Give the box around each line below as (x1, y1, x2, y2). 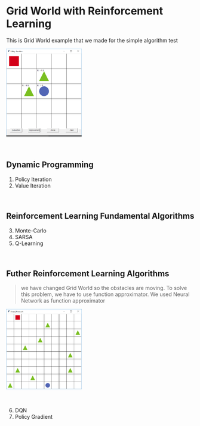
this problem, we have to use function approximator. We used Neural (20, 291, 190, 298)
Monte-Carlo (14, 226, 47, 234)
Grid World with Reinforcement (6, 4, 163, 18)
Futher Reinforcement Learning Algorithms (6, 268, 170, 279)
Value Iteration (14, 182, 51, 189)
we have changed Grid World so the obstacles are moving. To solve (20, 285, 187, 292)
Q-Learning (14, 240, 44, 247)
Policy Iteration (14, 176, 52, 183)
